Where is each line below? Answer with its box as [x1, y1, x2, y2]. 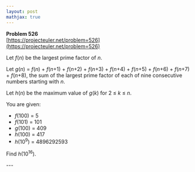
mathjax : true [6, 14, 41, 20]
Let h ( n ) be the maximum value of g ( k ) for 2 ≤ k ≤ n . [6, 89, 132, 96]
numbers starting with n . [6, 77, 66, 85]
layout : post [6, 8, 38, 15]
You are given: [6, 100, 41, 107]
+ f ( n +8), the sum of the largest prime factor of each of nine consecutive [6, 72, 183, 79]
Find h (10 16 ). [6, 149, 36, 157]
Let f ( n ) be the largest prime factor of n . [6, 54, 103, 61]
